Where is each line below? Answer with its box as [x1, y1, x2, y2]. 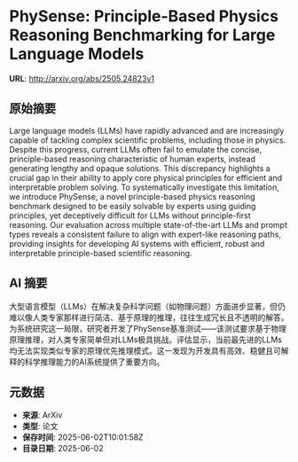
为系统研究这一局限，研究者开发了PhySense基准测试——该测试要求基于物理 [9, 323, 286, 333]
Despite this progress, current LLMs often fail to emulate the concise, [9, 144, 263, 154]
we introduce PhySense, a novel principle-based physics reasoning [9, 191, 255, 201]
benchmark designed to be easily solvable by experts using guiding [9, 200, 256, 211]
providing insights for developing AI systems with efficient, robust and [9, 238, 265, 249]
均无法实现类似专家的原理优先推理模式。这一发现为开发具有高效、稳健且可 [9, 345, 281, 356]
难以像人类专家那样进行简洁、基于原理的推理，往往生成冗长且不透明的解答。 [9, 312, 289, 323]
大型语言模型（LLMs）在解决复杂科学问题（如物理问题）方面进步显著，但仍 [9, 301, 286, 311]
